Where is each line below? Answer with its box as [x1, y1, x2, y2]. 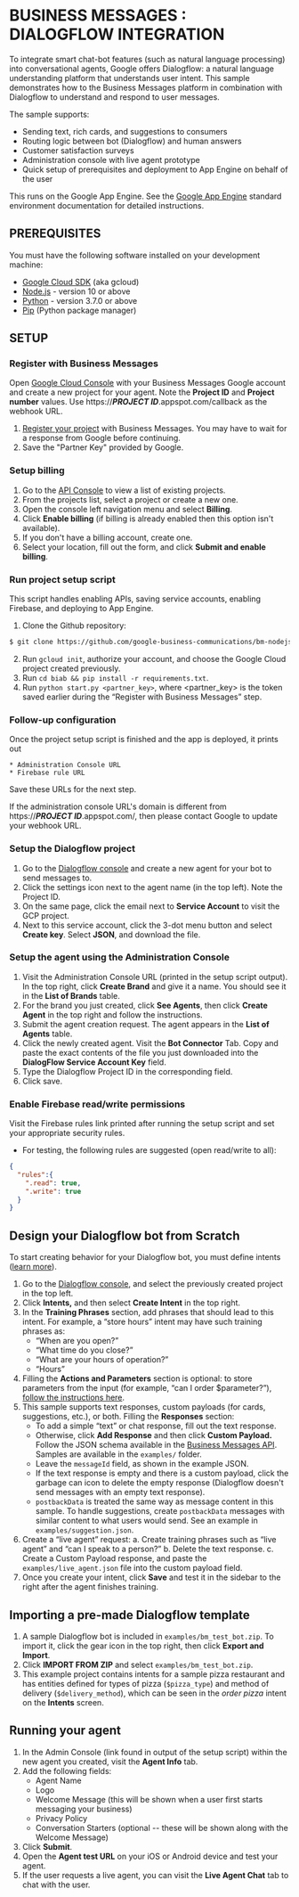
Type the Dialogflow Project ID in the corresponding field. [21, 1066, 233, 1076]
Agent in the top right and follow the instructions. [21, 1009, 203, 1020]
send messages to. [21, 872, 93, 883]
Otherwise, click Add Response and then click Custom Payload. [35, 1430, 273, 1441]
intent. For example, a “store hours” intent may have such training [21, 1316, 263, 1328]
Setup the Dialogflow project [9, 843, 136, 855]
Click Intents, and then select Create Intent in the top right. [21, 1297, 241, 1308]
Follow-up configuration [9, 714, 117, 726]
